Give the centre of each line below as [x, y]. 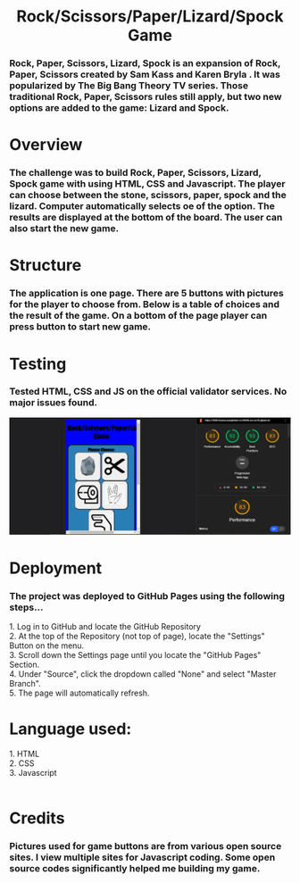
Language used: [71, 729]
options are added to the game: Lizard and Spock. [119, 108]
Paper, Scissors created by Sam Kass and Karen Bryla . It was [145, 75]
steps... [26, 607]
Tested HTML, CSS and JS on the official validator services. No [148, 392]
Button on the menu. [47, 646]
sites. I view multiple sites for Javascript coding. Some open [142, 857]
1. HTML [25, 754]
